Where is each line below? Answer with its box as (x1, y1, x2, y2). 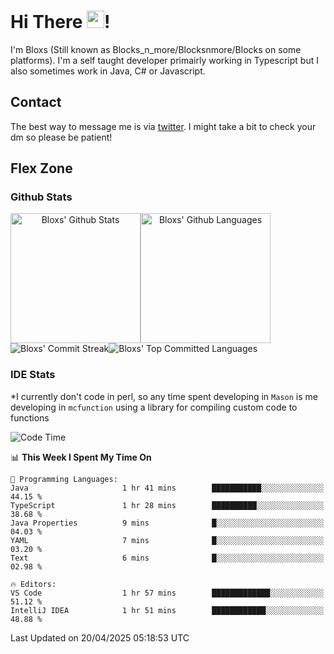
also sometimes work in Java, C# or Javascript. (10, 65, 206, 77)
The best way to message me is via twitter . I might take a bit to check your (10, 120, 317, 132)
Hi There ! (10, 11, 111, 34)
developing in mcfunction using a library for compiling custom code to (10, 401, 298, 413)
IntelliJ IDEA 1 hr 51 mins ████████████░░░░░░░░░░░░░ (10, 605, 325, 615)
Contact (10, 94, 62, 111)
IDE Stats (10, 368, 56, 382)
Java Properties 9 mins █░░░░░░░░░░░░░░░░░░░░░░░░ (10, 518, 325, 528)
